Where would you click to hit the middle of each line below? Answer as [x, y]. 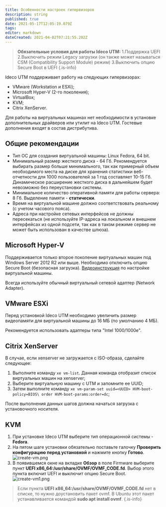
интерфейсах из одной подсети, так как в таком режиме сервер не [84, 224]
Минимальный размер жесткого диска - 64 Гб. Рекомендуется [80, 161]
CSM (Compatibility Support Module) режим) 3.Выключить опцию [86, 62]
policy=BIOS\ [26, 395]
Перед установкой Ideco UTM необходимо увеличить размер [71, 316]
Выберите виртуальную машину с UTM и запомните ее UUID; [78, 384]
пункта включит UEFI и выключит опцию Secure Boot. [69, 473]
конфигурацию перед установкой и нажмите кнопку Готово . [78, 452]
